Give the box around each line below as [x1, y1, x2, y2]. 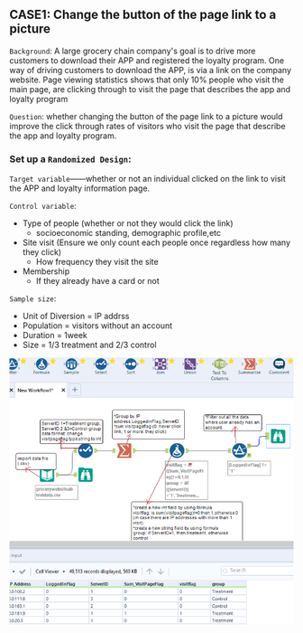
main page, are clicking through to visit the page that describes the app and [9, 83, 291, 94]
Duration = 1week [22, 330, 87, 341]
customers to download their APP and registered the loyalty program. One [9, 54, 285, 66]
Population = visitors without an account [22, 320, 173, 331]
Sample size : [9, 293, 57, 304]
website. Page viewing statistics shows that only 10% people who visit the [9, 74, 284, 85]
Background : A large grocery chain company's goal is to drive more [9, 45, 256, 56]
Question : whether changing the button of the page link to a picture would [9, 110, 283, 121]
